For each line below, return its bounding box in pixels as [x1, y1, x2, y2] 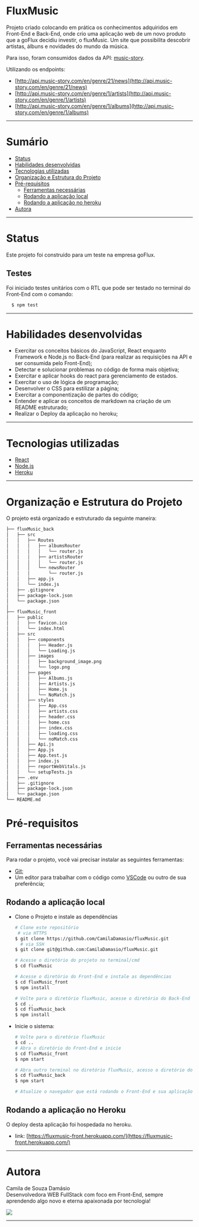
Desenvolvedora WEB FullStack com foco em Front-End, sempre [6, 1191, 163, 1198]
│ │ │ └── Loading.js [6, 648, 76, 654]
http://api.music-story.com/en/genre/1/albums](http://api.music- [17, 102, 174, 109]
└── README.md [6, 797, 41, 803]
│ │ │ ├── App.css [6, 703, 68, 709]
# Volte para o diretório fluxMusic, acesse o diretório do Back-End [14, 995, 191, 1001]
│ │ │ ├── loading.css [6, 730, 78, 737]
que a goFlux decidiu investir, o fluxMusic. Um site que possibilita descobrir [6, 36, 191, 43]
